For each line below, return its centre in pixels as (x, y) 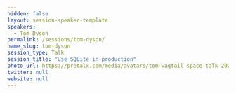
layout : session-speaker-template (58, 20)
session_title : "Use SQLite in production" (72, 59)
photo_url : (23, 66)
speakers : (22, 27)
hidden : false (28, 14)
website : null (28, 79)
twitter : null (28, 72)
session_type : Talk (36, 53)
